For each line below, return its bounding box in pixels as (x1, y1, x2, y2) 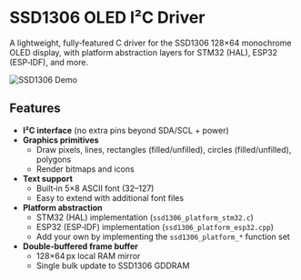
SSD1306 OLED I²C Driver (9, 7, 206, 28)
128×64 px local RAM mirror (35, 250, 141, 261)
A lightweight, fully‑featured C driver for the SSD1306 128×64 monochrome (9, 37, 292, 48)
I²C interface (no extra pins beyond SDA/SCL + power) (22, 125, 229, 135)
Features (9, 101, 61, 116)
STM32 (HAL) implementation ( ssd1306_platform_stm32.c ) (35, 212, 255, 223)
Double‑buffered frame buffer (22, 240, 138, 252)
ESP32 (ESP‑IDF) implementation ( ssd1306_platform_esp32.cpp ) (35, 221, 275, 232)
